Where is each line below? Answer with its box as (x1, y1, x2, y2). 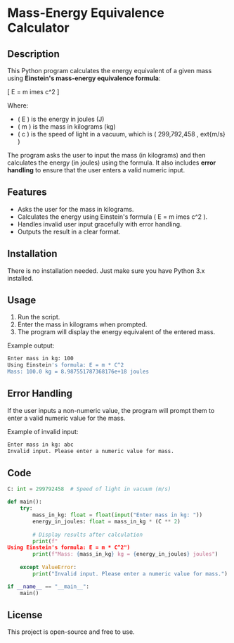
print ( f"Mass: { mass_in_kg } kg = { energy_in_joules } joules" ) (32, 551, 219, 558)
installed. (7, 274, 34, 282)
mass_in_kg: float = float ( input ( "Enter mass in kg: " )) (32, 511, 202, 518)
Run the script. (17, 313, 60, 321)
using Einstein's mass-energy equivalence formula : (7, 74, 161, 82)
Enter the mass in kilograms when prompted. (17, 320, 148, 329)
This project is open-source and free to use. (7, 628, 135, 636)
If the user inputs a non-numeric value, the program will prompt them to (7, 406, 215, 414)
